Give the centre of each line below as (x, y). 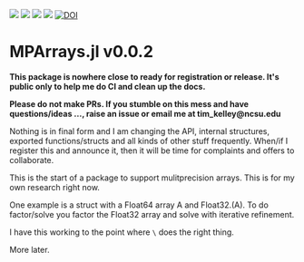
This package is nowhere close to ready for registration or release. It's (144, 76)
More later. (29, 249)
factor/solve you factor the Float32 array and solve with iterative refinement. (152, 214)
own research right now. (54, 187)
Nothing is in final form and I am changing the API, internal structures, (140, 131)
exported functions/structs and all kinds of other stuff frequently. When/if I (149, 141)
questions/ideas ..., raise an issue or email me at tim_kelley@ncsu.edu (145, 113)
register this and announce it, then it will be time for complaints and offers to (152, 150)
